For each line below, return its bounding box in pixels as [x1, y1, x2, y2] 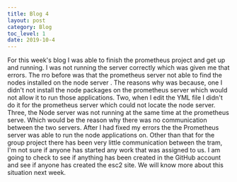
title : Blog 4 [7, 10, 50, 18]
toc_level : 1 [7, 30, 46, 37]
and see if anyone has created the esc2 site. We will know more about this [7, 161, 224, 169]
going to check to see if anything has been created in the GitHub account [7, 153, 221, 162]
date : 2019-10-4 [7, 37, 55, 44]
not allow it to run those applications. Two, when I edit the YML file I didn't [7, 93, 223, 102]
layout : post [7, 17, 46, 24]
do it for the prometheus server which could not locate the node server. [7, 101, 216, 109]
